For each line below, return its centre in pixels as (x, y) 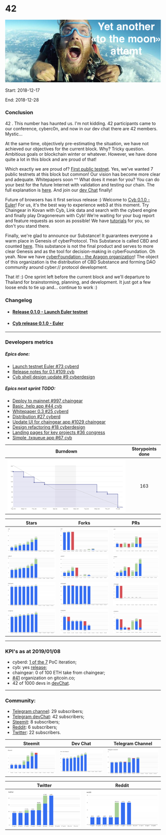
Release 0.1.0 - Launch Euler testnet (50, 312)
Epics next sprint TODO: (30, 388)
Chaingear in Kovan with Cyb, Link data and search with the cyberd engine (81, 210)
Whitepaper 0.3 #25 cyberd (40, 412)
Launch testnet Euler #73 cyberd (45, 366)
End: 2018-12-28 (22, 100)
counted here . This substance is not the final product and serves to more (79, 246)
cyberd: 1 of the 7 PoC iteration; (44, 662)
